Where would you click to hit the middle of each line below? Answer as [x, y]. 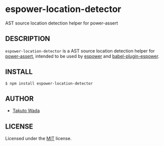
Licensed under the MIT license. [38, 138]
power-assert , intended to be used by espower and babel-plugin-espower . [82, 56]
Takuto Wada [26, 110]
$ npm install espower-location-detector [49, 83]
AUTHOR [20, 98]
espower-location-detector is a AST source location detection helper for [80, 50]
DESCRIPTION [28, 39]
